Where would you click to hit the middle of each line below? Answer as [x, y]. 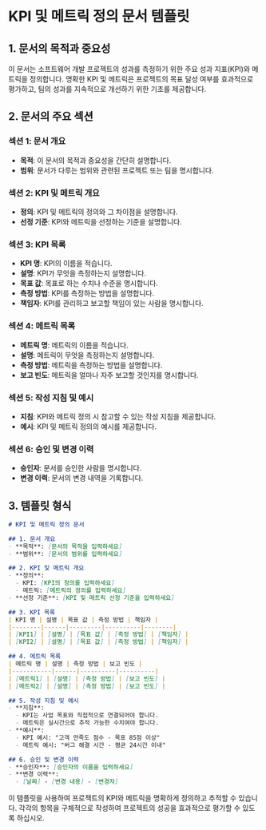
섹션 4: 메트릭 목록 [42, 326]
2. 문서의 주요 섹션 [51, 117]
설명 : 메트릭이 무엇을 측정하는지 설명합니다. [87, 355]
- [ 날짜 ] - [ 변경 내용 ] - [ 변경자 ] [67, 782]
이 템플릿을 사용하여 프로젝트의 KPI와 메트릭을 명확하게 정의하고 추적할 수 [123, 798]
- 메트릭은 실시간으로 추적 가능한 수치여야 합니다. [87, 723]
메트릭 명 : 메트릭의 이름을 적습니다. [74, 345]
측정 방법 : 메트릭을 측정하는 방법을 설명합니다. [91, 365]
